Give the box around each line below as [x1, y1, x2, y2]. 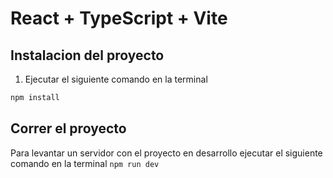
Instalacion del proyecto [10, 47, 165, 64]
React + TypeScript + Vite [10, 7, 228, 30]
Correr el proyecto [10, 120, 127, 137]
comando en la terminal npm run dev [10, 157, 160, 169]
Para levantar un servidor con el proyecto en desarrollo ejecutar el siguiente [10, 147, 323, 159]
